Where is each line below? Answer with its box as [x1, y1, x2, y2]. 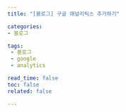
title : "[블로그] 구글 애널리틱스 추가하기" [7, 10, 120, 18]
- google [10, 56, 37, 63]
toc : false [7, 81, 40, 88]
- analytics [10, 62, 46, 69]
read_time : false [7, 75, 59, 82]
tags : [7, 42, 23, 49]
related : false [7, 87, 52, 95]
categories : [7, 23, 42, 30]
